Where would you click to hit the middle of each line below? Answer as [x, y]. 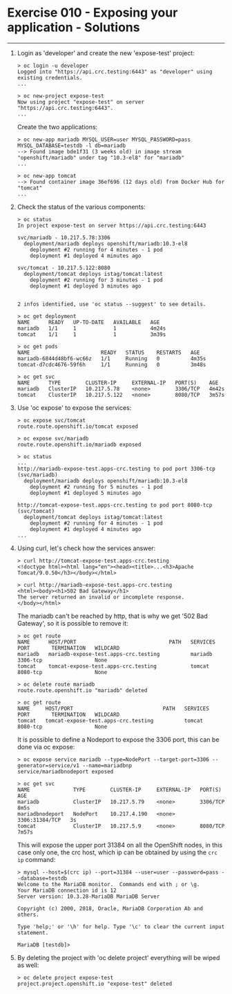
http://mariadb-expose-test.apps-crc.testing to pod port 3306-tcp [116, 469]
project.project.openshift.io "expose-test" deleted [95, 984]
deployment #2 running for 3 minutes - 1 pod [97, 280]
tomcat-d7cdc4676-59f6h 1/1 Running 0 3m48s [112, 364]
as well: [28, 965]
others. [28, 915]
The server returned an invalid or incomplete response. [101, 597]
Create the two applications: [57, 126]
